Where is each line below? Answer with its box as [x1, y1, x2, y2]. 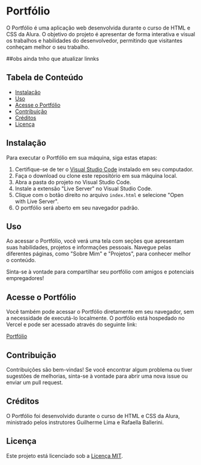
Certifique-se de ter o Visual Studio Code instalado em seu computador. [14, 166, 194, 173]
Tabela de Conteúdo [6, 72, 83, 83]
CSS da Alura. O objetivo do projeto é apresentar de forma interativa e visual [6, 30, 196, 37]
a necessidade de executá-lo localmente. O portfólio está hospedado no [6, 314, 185, 322]
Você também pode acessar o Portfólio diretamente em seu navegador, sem [6, 308, 194, 316]
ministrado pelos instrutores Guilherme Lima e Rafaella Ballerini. [6, 419, 164, 426]
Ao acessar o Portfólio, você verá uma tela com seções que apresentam [6, 237, 184, 245]
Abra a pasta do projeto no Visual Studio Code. [14, 178, 131, 186]
